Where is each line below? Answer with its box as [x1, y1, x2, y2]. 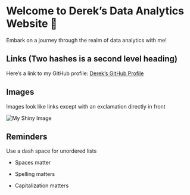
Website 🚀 [6, 17, 58, 30]
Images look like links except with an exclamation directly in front [6, 103, 166, 110]
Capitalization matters [14, 182, 69, 189]
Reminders [6, 131, 48, 141]
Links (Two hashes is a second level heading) [6, 54, 177, 64]
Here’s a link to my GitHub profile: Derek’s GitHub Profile [6, 70, 144, 77]
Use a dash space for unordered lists [6, 147, 97, 154]
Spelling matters [14, 171, 55, 178]
